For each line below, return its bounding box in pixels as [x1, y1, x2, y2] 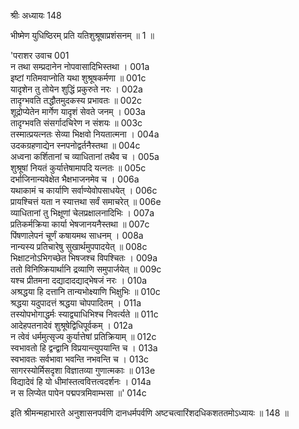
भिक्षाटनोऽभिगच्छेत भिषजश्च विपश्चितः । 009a [10, 252, 158, 264]
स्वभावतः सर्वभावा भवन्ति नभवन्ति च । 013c [10, 353, 150, 365]
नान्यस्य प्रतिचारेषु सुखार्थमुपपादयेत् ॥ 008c [10, 241, 148, 252]
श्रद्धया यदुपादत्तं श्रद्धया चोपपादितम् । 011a [10, 297, 142, 309]
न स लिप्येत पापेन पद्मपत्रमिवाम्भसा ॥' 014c [10, 387, 147, 399]
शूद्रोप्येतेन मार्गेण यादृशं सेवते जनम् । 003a [10, 106, 146, 117]
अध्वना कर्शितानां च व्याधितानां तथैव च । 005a [10, 151, 160, 162]
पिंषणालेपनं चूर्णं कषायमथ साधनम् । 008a [10, 230, 144, 241]
